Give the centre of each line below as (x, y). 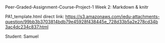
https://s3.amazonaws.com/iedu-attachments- (113, 16)
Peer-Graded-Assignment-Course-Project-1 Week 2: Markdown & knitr (77, 7)
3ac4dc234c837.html (27, 27)
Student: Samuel (22, 36)
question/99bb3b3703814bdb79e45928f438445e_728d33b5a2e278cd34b (82, 22)
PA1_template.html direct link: (35, 16)
